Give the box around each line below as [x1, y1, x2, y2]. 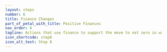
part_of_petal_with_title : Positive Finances [5, 21, 101, 26]
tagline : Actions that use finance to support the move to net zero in [5, 30, 157, 35]
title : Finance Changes [5, 16, 55, 21]
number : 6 [5, 12, 26, 17]
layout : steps [5, 7, 35, 12]
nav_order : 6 [5, 26, 32, 31]
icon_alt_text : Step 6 [5, 40, 52, 45]
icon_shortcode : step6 [5, 35, 52, 40]
